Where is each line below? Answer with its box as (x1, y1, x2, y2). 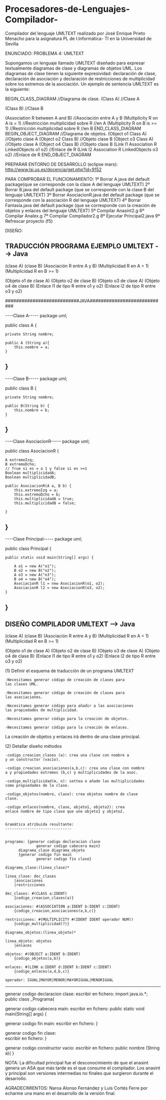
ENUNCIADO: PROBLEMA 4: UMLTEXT (5, 50, 84, 56)
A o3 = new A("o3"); (14, 572, 56, 578)
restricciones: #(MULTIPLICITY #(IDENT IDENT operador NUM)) (5, 917, 134, 922)
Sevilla (5, 41, 19, 46)
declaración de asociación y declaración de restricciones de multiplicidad (5, 76, 155, 82)
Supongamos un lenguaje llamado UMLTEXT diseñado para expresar (5, 60, 145, 66)
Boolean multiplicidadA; (5, 470, 56, 475)
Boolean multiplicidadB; (5, 475, 56, 480)
